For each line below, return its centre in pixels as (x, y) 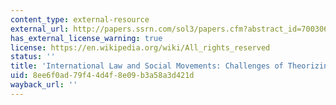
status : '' (33, 57)
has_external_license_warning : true (86, 38)
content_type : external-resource (80, 19)
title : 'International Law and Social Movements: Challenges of (147, 66)
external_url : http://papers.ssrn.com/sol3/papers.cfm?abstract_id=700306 (169, 29)
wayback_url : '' (44, 85)
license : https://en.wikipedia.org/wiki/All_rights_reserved (140, 47)
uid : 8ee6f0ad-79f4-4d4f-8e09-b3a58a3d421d (102, 76)
